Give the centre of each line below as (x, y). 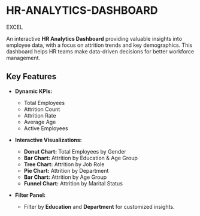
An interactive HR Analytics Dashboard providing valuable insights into (94, 38)
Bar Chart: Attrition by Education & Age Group (81, 158)
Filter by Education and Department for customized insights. (99, 206)
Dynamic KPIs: (34, 91)
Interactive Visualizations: (48, 140)
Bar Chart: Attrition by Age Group (65, 177)
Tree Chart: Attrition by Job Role (64, 164)
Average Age (40, 122)
